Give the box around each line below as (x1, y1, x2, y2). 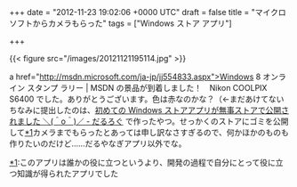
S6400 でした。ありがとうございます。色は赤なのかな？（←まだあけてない (9, 93, 285, 104)
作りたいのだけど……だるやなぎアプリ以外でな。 (9, 138, 187, 149)
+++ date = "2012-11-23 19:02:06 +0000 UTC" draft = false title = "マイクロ (9, 7, 286, 17)
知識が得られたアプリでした (16, 168, 118, 179)
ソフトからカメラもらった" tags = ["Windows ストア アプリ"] (9, 18, 233, 28)
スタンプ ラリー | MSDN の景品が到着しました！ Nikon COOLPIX (26, 83, 268, 93)
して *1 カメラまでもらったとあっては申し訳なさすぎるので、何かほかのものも (9, 127, 289, 137)
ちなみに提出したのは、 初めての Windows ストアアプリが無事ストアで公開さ (9, 105, 289, 115)
